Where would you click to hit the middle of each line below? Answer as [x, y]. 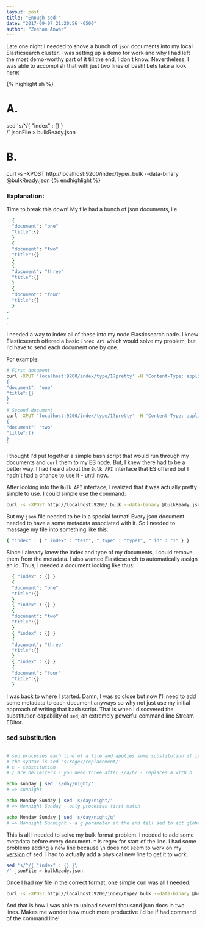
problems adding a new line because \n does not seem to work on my [94, 848]
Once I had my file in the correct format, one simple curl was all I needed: [99, 882]
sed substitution [31, 738]
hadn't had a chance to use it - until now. [58, 475]
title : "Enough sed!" [34, 18]
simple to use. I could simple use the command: [66, 494]
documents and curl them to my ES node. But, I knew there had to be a [96, 462]
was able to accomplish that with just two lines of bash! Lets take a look [96, 66]
